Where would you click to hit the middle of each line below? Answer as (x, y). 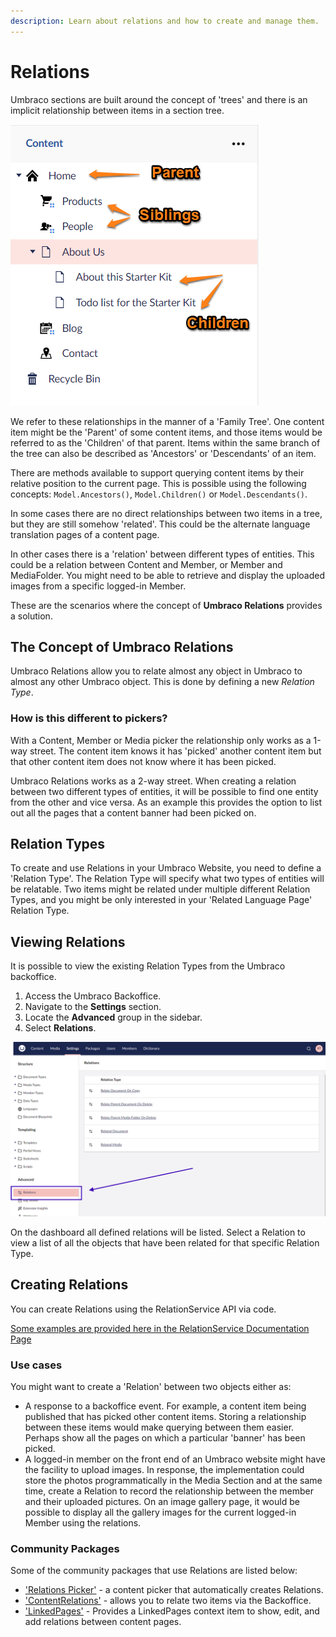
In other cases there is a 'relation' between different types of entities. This (162, 554)
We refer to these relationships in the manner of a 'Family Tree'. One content (167, 421)
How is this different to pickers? (89, 718)
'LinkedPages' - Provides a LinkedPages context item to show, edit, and (172, 1611)
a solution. (31, 616)
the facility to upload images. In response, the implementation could (164, 1469)
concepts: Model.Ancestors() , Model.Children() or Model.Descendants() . (159, 494)
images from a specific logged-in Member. (98, 586)
